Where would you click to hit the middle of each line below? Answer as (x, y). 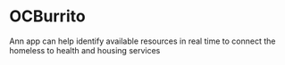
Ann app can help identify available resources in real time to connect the (142, 41)
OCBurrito (48, 16)
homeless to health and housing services (85, 50)
